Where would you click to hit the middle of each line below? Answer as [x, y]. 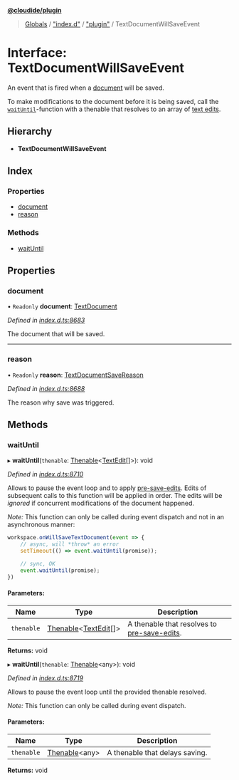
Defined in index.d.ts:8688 [46, 388]
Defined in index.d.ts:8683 [46, 321]
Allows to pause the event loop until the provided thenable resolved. [107, 692]
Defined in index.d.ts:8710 [46, 474]
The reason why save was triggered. [61, 402]
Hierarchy [30, 131]
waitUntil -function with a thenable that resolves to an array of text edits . [114, 109]
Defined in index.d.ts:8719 [46, 678]
